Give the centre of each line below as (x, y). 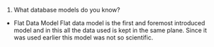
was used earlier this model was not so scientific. (83, 37)
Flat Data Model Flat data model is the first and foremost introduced (109, 23)
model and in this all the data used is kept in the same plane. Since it (110, 30)
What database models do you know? (67, 10)
